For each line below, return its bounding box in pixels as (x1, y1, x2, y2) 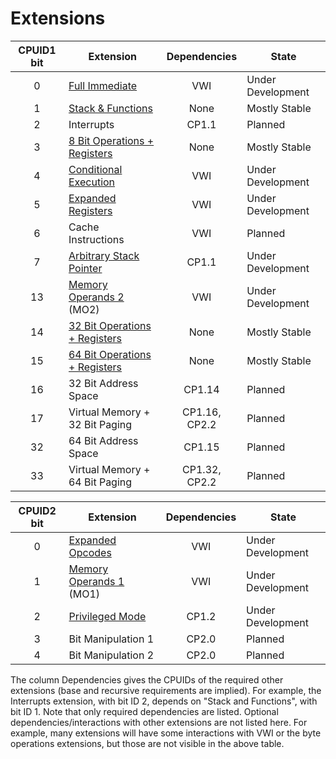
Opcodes (68, 545, 112, 559)
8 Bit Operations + (68, 133, 155, 147)
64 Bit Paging (68, 475, 133, 489)
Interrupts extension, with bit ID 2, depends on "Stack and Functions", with (10, 695, 318, 707)
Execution (68, 175, 116, 189)
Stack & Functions (68, 101, 153, 115)
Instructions (68, 232, 125, 246)
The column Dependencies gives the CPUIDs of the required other (10, 673, 284, 686)
